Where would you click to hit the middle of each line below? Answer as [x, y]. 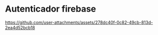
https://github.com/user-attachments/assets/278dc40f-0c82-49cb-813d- [79, 22]
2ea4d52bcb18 [20, 27]
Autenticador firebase [51, 9]
